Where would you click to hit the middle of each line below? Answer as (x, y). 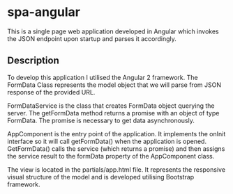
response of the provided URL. (51, 92)
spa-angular (44, 12)
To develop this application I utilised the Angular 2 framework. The (103, 77)
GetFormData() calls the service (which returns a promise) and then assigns (116, 148)
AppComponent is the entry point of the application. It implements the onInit (116, 134)
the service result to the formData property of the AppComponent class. (111, 156)
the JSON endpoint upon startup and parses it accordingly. (92, 38)
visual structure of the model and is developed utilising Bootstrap (101, 177)
